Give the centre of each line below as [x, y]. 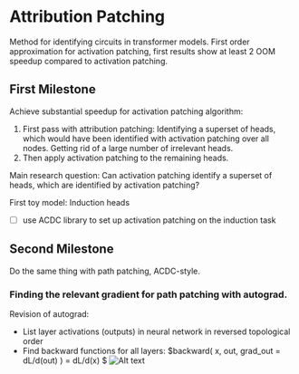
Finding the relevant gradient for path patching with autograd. [149, 294]
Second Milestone [62, 249]
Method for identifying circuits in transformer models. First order [130, 42]
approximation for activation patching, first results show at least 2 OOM [143, 51]
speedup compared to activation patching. [88, 61]
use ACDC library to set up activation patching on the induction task [149, 220]
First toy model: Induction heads [69, 202]
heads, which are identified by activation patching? [105, 185]
